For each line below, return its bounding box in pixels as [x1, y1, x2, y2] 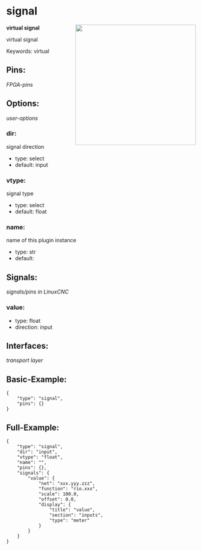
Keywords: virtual [6, 47, 50, 55]
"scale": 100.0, [38, 491, 79, 497]
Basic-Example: [6, 374, 67, 384]
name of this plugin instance [6, 237, 77, 244]
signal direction [6, 143, 44, 150]
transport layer [6, 357, 43, 364]
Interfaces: [6, 340, 49, 351]
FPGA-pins [6, 81, 33, 88]
